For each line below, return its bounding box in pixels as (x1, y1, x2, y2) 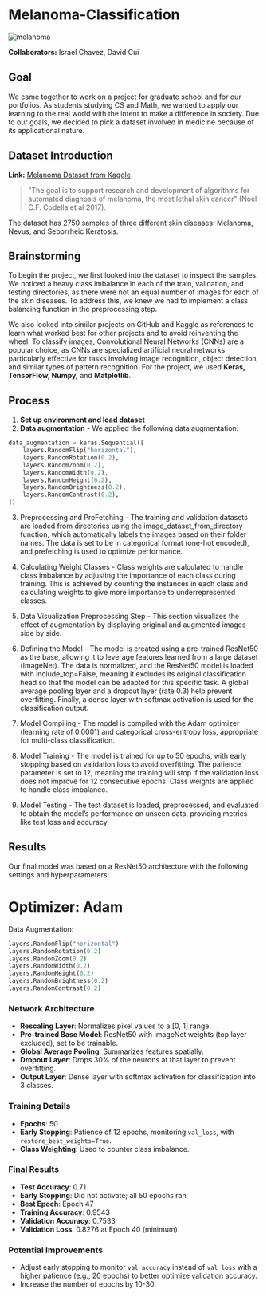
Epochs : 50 (19, 1118, 58, 1128)
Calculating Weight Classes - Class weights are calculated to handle (19, 562, 244, 572)
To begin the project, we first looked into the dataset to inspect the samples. (8, 270, 259, 280)
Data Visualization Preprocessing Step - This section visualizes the (19, 612, 240, 621)
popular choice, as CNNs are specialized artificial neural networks (8, 345, 226, 355)
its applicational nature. (8, 125, 85, 135)
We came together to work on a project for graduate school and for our (8, 92, 241, 101)
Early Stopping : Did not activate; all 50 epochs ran (19, 1190, 187, 1200)
